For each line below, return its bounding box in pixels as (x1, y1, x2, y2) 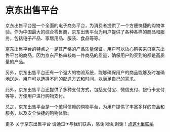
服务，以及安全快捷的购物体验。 (5, 110, 72, 116)
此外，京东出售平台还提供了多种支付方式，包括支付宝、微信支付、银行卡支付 (5, 86, 165, 92)
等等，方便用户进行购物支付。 (5, 92, 67, 99)
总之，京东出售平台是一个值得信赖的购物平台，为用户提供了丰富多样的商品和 (5, 104, 165, 110)
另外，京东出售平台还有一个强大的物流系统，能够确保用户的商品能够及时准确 (5, 69, 165, 75)
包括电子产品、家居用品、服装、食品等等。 (14, 35, 103, 41)
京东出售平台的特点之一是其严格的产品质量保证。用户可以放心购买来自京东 (5, 46, 160, 52)
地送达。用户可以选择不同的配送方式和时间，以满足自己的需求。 (5, 76, 138, 82)
